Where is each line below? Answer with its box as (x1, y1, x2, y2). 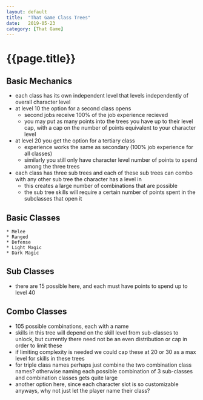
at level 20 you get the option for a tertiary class (15, 137, 135, 144)
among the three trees (24, 163, 80, 170)
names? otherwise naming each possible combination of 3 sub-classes (15, 367, 193, 375)
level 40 (15, 288, 36, 296)
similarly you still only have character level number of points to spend (24, 156, 198, 164)
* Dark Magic (6, 250, 39, 256)
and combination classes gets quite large (15, 374, 118, 381)
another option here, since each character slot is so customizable (15, 380, 179, 388)
